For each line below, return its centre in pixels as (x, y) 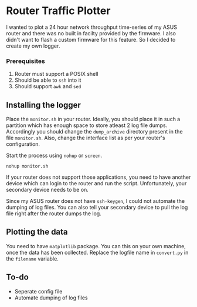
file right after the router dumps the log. (54, 213)
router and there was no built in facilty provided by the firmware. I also (91, 33)
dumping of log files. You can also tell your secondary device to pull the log (97, 208)
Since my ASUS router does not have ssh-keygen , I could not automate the (96, 201)
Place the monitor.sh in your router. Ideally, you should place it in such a (93, 119)
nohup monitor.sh (27, 166)
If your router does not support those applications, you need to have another (98, 177)
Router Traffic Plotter (58, 11)
